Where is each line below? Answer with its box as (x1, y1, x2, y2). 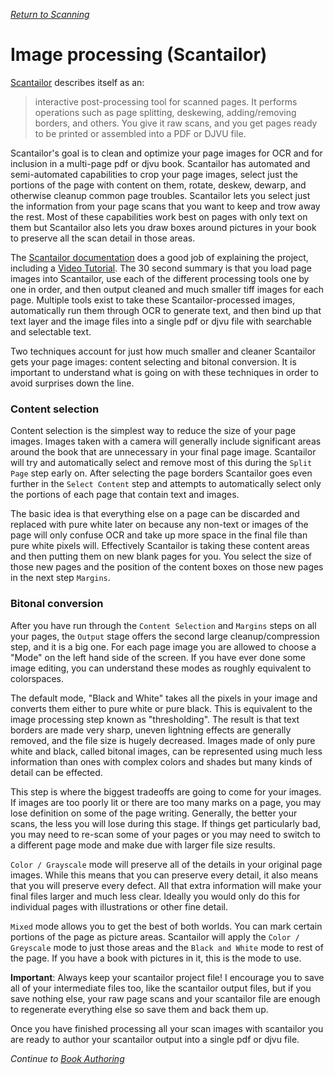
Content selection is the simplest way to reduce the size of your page (10, 425, 297, 437)
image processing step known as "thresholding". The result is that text (10, 713, 300, 725)
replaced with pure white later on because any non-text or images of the (10, 519, 309, 531)
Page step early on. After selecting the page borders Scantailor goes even (10, 467, 313, 479)
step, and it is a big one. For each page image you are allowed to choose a (10, 640, 317, 653)
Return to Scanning (10, 9, 90, 20)
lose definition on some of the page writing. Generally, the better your (10, 807, 298, 819)
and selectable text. (10, 325, 92, 338)
